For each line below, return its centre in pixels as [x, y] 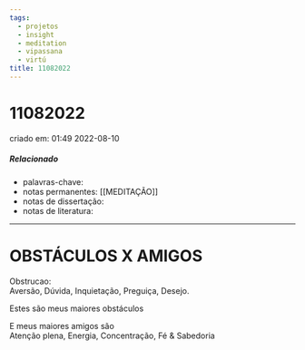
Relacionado [34, 159]
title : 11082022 [40, 69]
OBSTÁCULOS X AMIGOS [106, 256]
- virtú [32, 60]
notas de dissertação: [63, 201]
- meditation [42, 43]
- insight [36, 34]
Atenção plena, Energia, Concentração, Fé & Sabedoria [112, 335]
